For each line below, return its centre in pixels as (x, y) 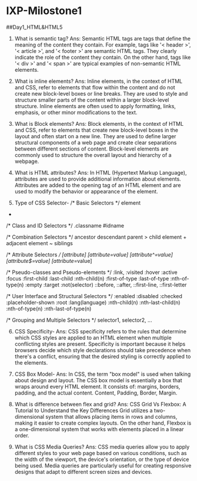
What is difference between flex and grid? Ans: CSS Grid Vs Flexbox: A (100, 404)
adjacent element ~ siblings (40, 243)
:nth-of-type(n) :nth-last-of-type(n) (49, 308)
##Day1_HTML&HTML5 (34, 27)
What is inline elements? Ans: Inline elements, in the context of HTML (98, 81)
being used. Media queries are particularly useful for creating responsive (103, 465)
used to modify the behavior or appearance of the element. (86, 191)
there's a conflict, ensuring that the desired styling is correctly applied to (103, 356)
